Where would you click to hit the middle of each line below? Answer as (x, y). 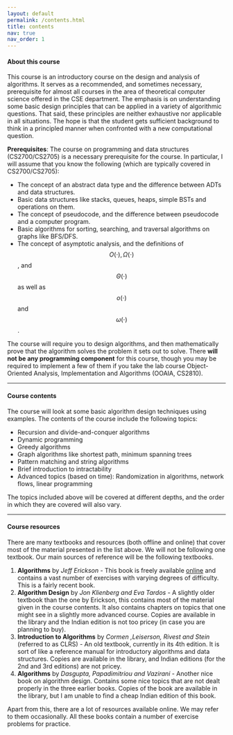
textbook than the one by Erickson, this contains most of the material (115, 600)
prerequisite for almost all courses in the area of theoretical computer (106, 92)
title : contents (31, 26)
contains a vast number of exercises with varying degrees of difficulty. (118, 578)
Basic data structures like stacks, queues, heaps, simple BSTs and (112, 200)
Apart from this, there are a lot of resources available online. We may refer (113, 709)
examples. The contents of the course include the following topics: (102, 418)
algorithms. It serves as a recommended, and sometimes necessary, (105, 85)
